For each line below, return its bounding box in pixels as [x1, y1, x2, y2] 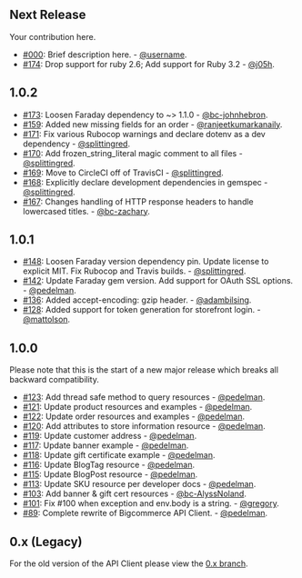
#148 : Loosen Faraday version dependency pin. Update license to [22, 256, 269, 267]
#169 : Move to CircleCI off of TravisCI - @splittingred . [22, 167, 225, 178]
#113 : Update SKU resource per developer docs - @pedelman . [22, 479, 257, 490]
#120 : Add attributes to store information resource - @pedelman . [22, 421, 266, 432]
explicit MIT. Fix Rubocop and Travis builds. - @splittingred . [22, 265, 247, 276]
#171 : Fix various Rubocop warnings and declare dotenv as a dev [22, 128, 266, 139]
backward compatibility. [9, 374, 100, 385]
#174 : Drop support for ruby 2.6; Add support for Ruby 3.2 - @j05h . [22, 58, 276, 69]
